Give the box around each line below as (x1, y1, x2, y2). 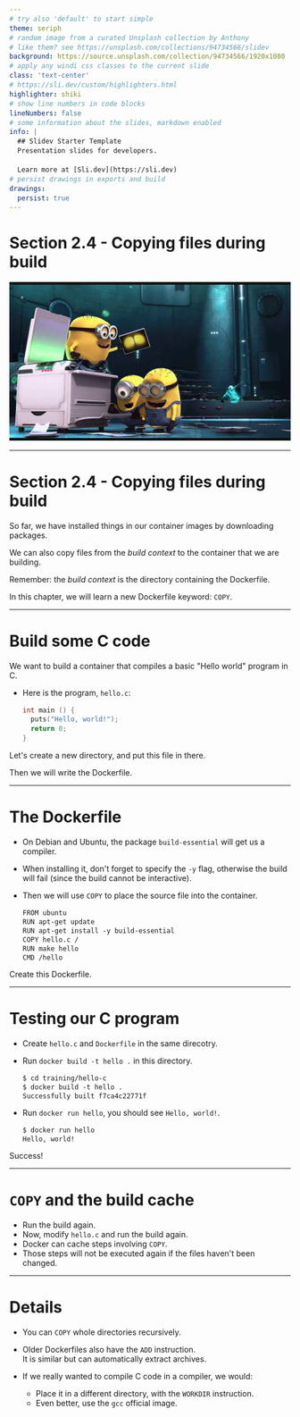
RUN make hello (21, 944, 79, 953)
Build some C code (9, 631, 151, 651)
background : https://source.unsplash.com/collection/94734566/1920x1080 (9, 52, 286, 62)
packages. (9, 530, 48, 541)
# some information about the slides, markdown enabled (9, 118, 221, 127)
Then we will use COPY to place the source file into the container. (21, 890, 258, 901)
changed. (21, 1257, 58, 1268)
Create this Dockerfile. (9, 969, 92, 979)
